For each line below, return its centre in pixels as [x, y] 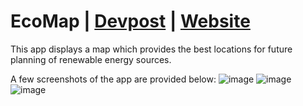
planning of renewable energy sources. [91, 59]
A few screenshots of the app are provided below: [113, 79]
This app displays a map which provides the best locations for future [151, 49]
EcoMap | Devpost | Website [130, 21]
